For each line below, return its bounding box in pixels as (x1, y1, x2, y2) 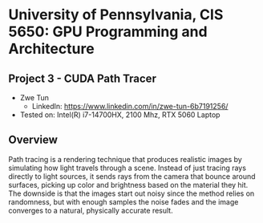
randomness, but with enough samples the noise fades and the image (8, 197, 239, 206)
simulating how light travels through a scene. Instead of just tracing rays (8, 163, 247, 172)
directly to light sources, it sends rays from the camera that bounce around (8, 171, 256, 181)
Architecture (8, 40, 95, 58)
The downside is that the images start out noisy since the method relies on (8, 189, 255, 198)
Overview (8, 133, 59, 147)
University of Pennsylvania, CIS (8, 6, 224, 24)
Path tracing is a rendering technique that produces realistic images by (8, 154, 242, 164)
